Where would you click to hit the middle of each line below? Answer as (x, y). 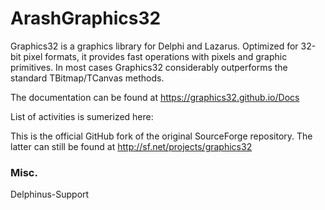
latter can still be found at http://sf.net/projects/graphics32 (131, 146)
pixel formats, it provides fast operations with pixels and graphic (155, 56)
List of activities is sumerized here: (82, 116)
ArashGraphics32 (86, 18)
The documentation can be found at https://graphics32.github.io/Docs (155, 97)
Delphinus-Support (50, 194)
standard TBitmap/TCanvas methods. (87, 78)
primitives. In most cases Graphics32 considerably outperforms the (149, 67)
